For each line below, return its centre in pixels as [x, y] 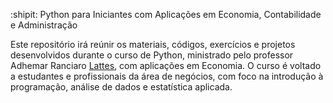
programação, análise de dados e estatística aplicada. [121, 87]
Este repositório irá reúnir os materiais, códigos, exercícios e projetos [153, 44]
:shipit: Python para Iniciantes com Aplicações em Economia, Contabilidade [166, 14]
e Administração [44, 25]
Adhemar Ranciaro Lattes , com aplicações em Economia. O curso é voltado [166, 65]
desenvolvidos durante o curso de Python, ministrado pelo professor [152, 55]
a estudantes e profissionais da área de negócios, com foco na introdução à [167, 76]
